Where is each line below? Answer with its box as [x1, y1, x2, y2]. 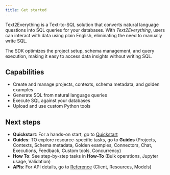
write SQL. [5, 38, 28, 44]
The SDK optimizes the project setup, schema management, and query [5, 47, 155, 54]
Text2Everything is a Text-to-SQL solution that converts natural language [5, 21, 159, 28]
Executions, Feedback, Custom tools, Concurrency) [12, 147, 122, 154]
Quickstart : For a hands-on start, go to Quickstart [12, 131, 118, 138]
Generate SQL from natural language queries [12, 92, 107, 98]
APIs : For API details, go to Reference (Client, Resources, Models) [12, 164, 152, 170]
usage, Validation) [12, 159, 51, 165]
